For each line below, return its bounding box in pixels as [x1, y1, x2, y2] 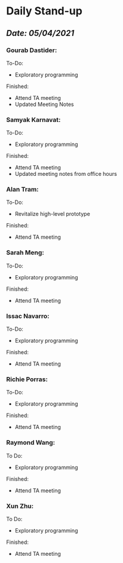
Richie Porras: [6, 375, 48, 384]
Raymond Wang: [6, 439, 56, 447]
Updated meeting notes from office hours [14, 171, 118, 178]
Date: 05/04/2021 [6, 28, 75, 38]
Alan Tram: [6, 185, 39, 194]
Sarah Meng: [6, 248, 45, 257]
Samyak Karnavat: [6, 115, 61, 124]
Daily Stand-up [6, 4, 82, 18]
